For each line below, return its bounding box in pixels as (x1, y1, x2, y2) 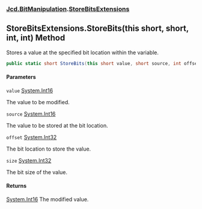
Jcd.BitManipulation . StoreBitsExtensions (6, 5, 130, 13)
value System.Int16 (6, 87, 53, 94)
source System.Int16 (6, 110, 56, 117)
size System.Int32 (6, 157, 52, 164)
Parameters (6, 73, 36, 81)
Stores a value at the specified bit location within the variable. (6, 49, 159, 56)
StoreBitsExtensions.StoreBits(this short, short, (6, 23, 189, 34)
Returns (6, 182, 27, 190)
